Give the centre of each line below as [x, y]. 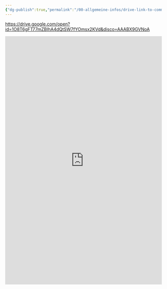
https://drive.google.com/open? [38, 24]
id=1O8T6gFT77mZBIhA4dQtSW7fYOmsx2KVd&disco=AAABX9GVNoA [78, 29]
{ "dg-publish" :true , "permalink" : [40, 10]
